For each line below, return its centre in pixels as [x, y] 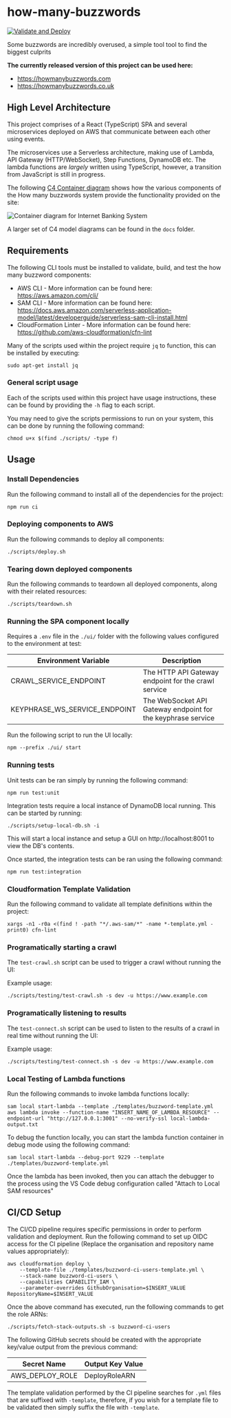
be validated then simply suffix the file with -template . [84, 1407]
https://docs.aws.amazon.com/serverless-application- [94, 310]
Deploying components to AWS [60, 524]
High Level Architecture [59, 108]
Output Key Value [114, 1363]
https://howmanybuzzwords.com [64, 78]
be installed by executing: [44, 353]
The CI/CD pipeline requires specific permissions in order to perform [104, 1229]
